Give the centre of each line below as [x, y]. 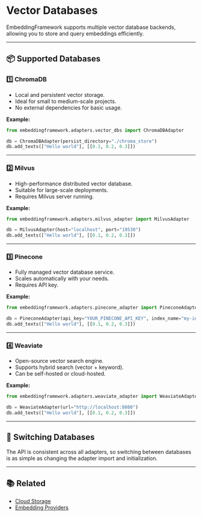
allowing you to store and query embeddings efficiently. [75, 33]
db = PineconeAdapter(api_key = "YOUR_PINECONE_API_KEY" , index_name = [94, 319]
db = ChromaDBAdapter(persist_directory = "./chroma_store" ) [82, 141]
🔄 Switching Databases [50, 437]
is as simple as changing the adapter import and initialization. [82, 458]
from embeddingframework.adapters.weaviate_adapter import [82, 397]
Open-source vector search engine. [59, 361]
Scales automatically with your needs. [62, 279]
